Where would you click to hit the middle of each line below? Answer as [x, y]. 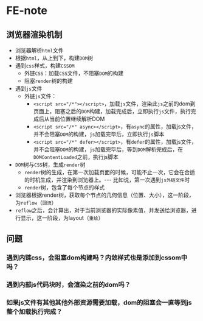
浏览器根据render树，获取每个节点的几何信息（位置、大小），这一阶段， [105, 195]
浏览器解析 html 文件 [39, 50]
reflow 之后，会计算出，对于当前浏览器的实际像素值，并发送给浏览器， [103, 210]
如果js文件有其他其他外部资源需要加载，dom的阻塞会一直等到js [99, 303]
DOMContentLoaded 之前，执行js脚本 [76, 157]
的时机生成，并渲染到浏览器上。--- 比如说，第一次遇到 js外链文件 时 [107, 180]
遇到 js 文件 [29, 88]
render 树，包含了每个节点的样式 [64, 187]
